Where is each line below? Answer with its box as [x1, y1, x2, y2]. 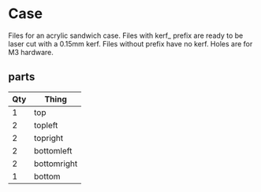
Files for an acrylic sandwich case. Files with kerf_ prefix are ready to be [8, 31, 244, 40]
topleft [34, 120, 58, 131]
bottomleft [34, 145, 73, 156]
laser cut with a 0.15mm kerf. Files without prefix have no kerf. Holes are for [8, 39, 253, 48]
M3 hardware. [8, 47, 54, 57]
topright [34, 132, 64, 143]
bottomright [34, 158, 78, 169]
